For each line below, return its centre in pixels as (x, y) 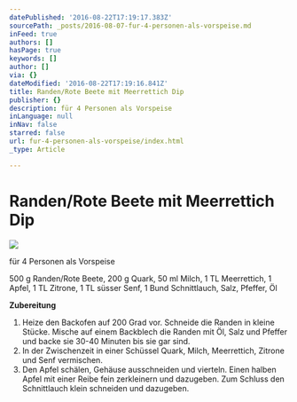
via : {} (23, 75)
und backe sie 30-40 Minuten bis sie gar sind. (106, 341)
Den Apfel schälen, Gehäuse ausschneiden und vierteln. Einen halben (149, 369)
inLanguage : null (41, 116)
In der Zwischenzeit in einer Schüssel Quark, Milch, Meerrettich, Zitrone (153, 351)
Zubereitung (33, 305)
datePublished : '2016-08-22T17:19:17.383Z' (91, 17)
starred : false (37, 133)
